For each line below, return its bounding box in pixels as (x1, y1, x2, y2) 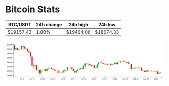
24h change (36, 22, 62, 28)
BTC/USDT (8, 22, 31, 28)
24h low (98, 22, 116, 28)
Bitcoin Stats (5, 4, 60, 15)
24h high (68, 22, 89, 28)
